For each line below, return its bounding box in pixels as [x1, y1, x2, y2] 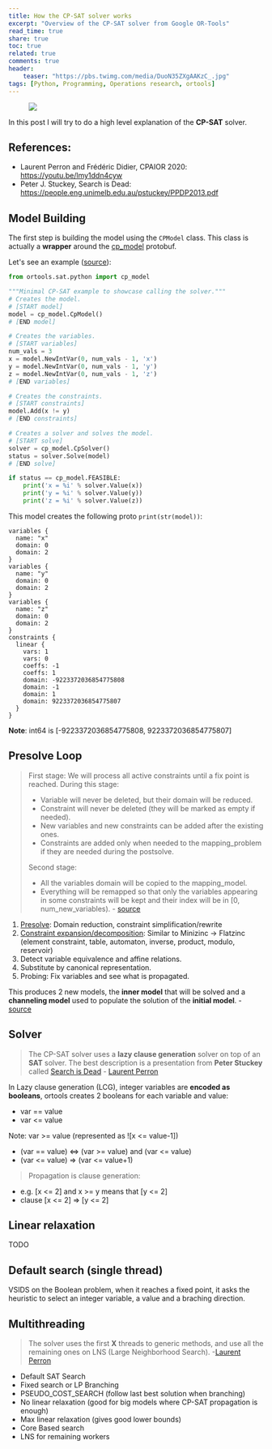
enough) [19, 1405, 49, 1415]
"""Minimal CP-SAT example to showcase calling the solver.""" [8, 288, 227, 296]
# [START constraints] [8, 400, 85, 408]
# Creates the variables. [8, 332, 96, 340]
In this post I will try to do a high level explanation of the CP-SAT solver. [8, 117, 247, 126]
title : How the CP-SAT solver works [8, 11, 132, 20]
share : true [8, 34, 49, 43]
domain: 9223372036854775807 [23, 697, 121, 705]
